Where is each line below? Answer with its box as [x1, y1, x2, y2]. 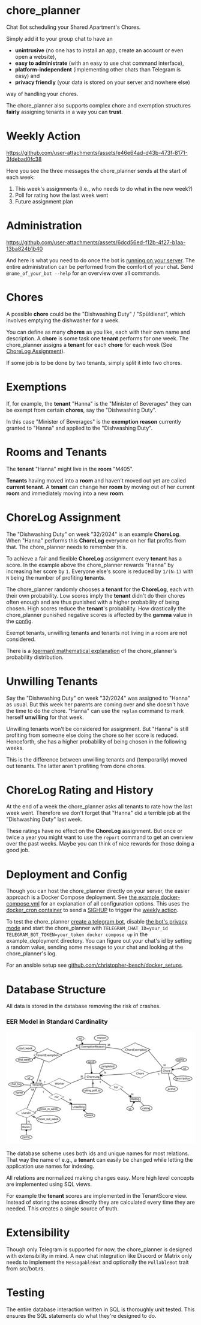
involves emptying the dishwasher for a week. [6, 316, 120, 324]
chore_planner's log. [6, 950, 57, 957]
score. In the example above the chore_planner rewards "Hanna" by [6, 561, 174, 568]
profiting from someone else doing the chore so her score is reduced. [6, 732, 178, 739]
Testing [6, 1285, 45, 1299]
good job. [6, 847, 30, 854]
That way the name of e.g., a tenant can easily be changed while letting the [6, 1156, 193, 1163]
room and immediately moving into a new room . [6, 490, 125, 497]
